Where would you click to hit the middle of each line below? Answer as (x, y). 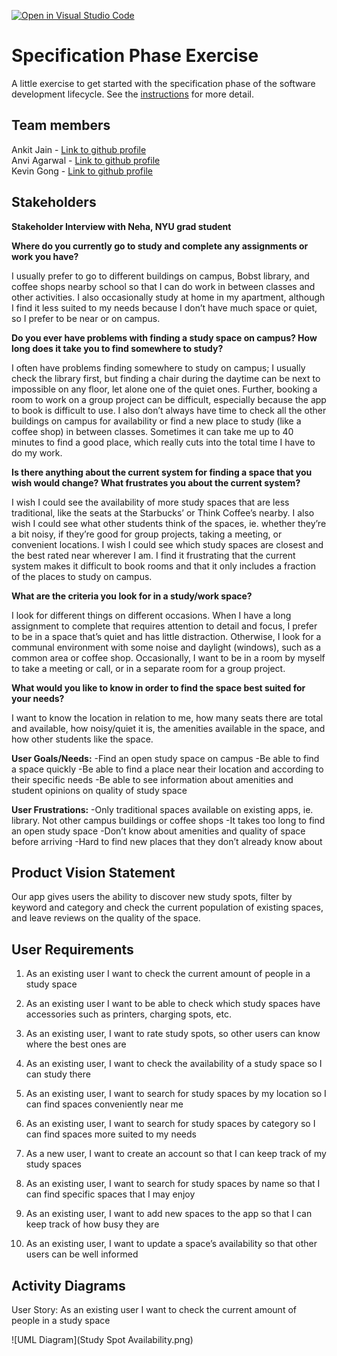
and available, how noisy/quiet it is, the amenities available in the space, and (168, 728)
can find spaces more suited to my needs (111, 1134)
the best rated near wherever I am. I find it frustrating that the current (153, 555)
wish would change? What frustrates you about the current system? (156, 482)
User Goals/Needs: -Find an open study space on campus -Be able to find (165, 758)
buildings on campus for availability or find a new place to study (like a (156, 421)
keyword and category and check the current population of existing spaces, (167, 907)
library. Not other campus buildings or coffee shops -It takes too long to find (168, 820)
